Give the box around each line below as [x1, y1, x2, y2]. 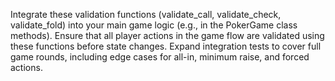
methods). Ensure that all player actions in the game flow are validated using [10, 30, 325, 41]
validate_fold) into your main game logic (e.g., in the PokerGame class [10, 19, 298, 31]
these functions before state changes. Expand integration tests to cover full [10, 40, 322, 52]
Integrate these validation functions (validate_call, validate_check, [10, 9, 282, 20]
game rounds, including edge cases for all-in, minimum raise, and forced [10, 51, 310, 63]
